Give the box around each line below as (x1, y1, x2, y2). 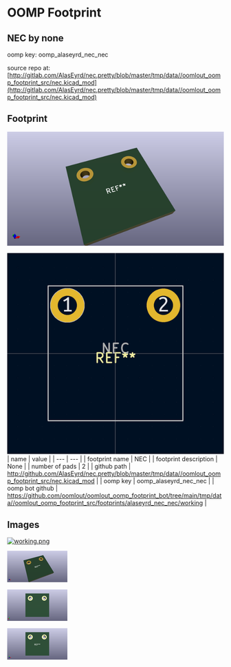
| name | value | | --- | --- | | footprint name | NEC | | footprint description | (7, 455, 218, 463)
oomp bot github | (7, 484, 58, 493)
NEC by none (7, 32, 64, 44)
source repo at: (7, 64, 50, 72)
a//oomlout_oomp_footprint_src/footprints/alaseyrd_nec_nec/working (7, 499, 203, 507)
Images (7, 518, 40, 531)
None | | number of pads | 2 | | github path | (7, 463, 131, 471)
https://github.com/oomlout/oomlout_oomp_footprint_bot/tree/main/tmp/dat (7, 491, 222, 500)
